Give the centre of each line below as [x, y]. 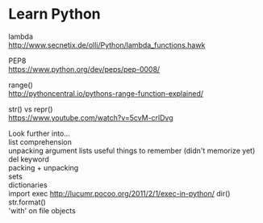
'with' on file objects [42, 210]
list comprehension [40, 141]
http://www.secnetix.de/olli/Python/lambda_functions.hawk [107, 44]
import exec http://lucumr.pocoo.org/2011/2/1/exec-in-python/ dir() [119, 193]
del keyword [29, 159]
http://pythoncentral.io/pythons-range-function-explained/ [106, 93]
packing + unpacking [44, 167]
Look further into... [40, 133]
